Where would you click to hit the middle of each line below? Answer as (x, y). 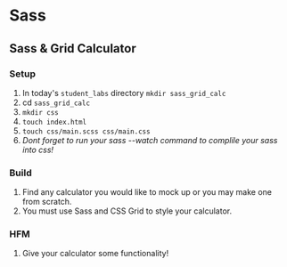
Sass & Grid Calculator (73, 49)
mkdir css (41, 112)
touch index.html (54, 122)
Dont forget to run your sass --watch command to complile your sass (150, 140)
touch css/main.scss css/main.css (86, 131)
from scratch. (47, 202)
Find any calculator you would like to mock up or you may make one (147, 192)
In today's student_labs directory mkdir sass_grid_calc (124, 93)
